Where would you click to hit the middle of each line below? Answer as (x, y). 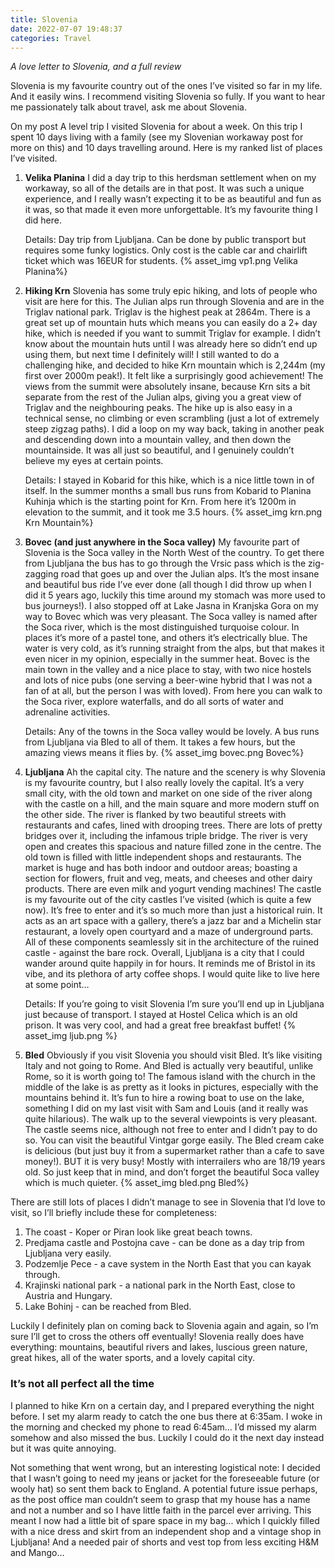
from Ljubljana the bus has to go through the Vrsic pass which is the (165, 563)
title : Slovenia (44, 19)
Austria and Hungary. (68, 1296)
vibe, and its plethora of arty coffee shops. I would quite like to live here (172, 974)
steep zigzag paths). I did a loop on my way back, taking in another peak (174, 429)
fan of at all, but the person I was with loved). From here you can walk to (173, 691)
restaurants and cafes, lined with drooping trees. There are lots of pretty (173, 825)
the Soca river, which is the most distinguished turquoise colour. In (162, 627)
